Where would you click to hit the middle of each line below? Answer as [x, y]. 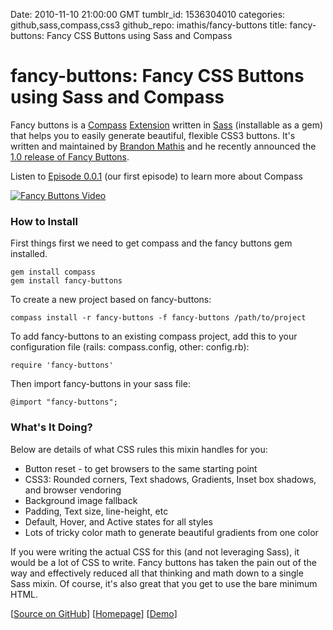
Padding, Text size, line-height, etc [96, 511]
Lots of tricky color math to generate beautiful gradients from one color [171, 532]
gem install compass [53, 272]
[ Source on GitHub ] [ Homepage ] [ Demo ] [94, 613]
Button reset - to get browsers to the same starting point [141, 468]
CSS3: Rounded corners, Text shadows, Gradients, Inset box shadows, [170, 479]
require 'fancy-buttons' [62, 365]
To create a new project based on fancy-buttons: [111, 300]
